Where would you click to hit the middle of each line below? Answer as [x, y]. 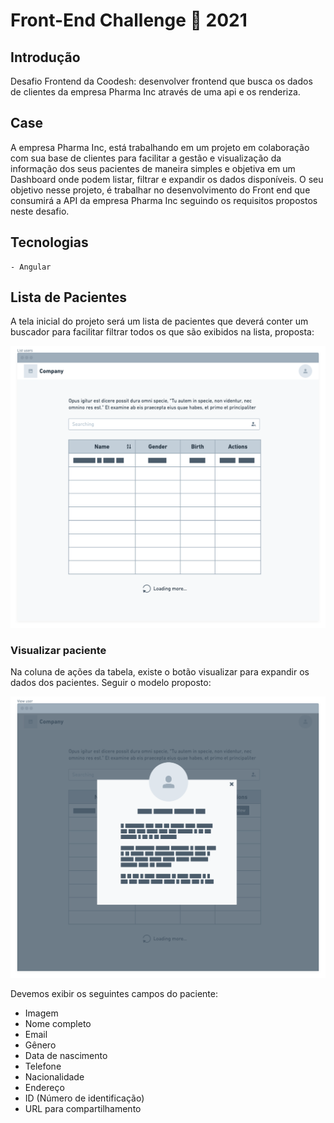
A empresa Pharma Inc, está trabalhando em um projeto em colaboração [160, 147]
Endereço [44, 1088]
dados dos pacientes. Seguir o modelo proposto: [111, 683]
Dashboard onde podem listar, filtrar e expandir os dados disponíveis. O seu [167, 179]
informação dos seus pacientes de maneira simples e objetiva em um [153, 168]
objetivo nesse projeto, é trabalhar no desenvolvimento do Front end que [160, 190]
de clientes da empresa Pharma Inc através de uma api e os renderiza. [155, 92]
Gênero [40, 1045]
